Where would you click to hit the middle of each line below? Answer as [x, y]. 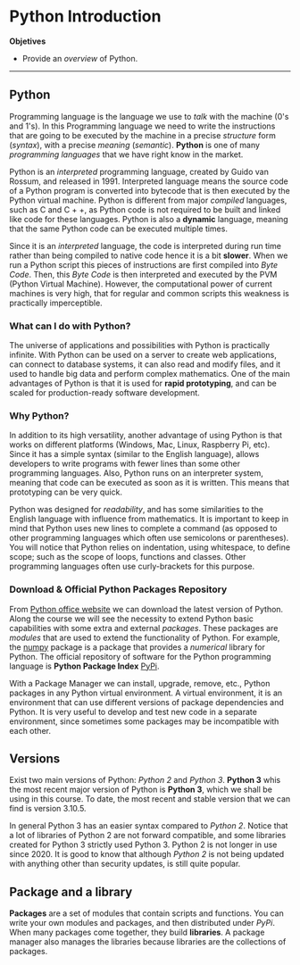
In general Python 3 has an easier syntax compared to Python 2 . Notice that [149, 826]
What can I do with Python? [70, 326]
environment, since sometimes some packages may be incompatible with [144, 721]
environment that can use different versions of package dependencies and [146, 702]
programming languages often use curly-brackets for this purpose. [132, 566]
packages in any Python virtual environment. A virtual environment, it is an [146, 693]
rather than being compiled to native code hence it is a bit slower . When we [149, 255]
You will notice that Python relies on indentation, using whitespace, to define [150, 547]
